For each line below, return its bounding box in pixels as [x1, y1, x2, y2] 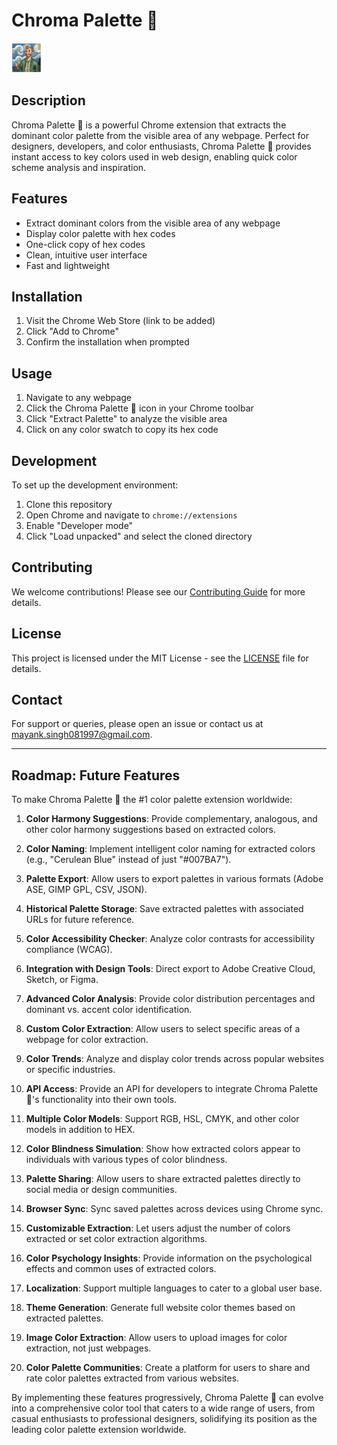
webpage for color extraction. [25, 1034, 149, 1046]
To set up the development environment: [11, 479, 179, 491]
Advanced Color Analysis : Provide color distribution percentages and [25, 993, 316, 1005]
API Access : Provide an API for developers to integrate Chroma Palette [25, 1083, 319, 1095]
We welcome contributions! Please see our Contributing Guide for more [11, 585, 306, 598]
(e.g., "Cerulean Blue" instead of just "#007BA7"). [25, 854, 232, 866]
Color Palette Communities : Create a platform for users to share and [25, 1362, 311, 1374]
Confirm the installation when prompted [25, 336, 190, 348]
